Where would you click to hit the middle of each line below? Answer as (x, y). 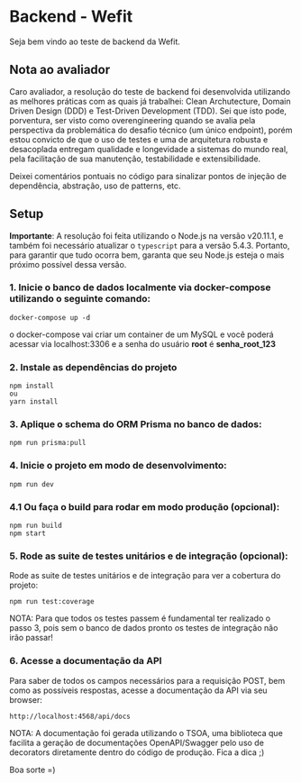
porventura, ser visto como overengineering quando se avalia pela (132, 120)
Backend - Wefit (71, 17)
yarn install (34, 402)
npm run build (36, 526)
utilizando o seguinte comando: (80, 299)
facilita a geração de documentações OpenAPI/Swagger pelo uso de (137, 742)
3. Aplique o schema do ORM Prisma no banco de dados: (136, 424)
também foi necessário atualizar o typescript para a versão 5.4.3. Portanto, (150, 245)
